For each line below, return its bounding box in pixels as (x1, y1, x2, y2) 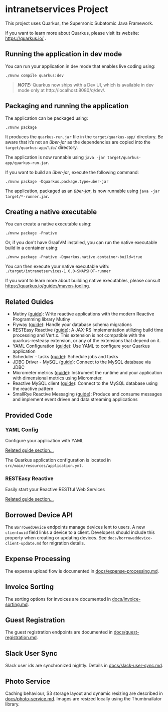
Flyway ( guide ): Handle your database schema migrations (12, 322, 132, 328)
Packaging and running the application (5, 102, 129, 110)
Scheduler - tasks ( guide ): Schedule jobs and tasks (12, 354, 119, 360)
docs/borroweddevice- (107, 535, 153, 540)
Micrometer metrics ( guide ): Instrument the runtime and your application (12, 370, 162, 376)
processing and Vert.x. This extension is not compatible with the (12, 332, 145, 338)
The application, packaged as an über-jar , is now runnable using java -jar (5, 188, 160, 194)
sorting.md (5, 601, 28, 607)
